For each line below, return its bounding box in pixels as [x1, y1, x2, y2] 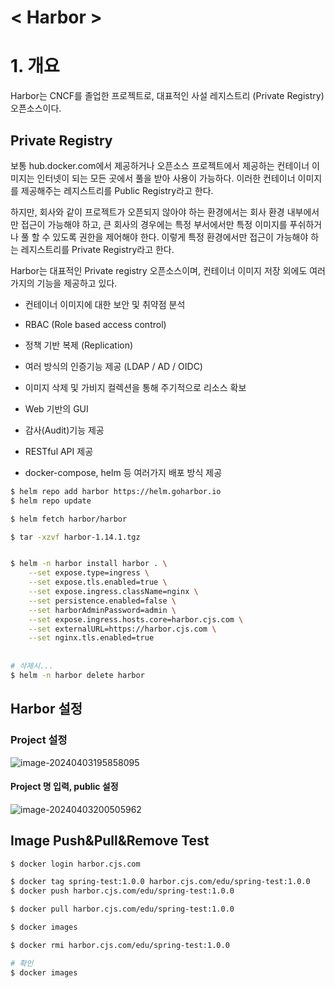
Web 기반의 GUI [24, 402, 89, 415]
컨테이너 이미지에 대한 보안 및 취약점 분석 [24, 298, 186, 310]
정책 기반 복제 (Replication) [24, 339, 134, 351]
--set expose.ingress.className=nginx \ [28, 587, 199, 597]
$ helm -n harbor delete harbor [10, 670, 145, 680]
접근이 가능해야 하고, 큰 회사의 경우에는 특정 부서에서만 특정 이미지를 [20, 218, 288, 230]
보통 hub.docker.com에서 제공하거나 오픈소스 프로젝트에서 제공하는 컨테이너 [10, 159, 310, 171]
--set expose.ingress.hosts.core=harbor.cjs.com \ [28, 614, 244, 625]
